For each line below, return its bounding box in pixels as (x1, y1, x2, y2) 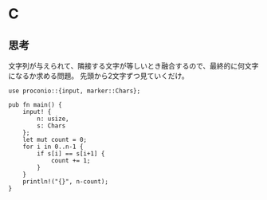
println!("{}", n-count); (22, 178, 109, 186)
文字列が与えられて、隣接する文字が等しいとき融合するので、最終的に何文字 (8, 61, 259, 70)
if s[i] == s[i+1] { (37, 150, 105, 158)
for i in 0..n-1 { (22, 143, 84, 151)
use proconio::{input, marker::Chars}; (8, 87, 141, 95)
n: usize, (37, 115, 69, 123)
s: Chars (37, 122, 66, 130)
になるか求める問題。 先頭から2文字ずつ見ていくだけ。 (8, 71, 189, 80)
